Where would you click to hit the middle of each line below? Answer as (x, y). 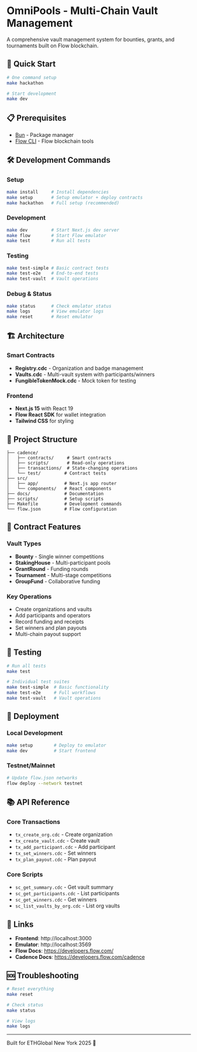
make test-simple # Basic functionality (58, 687)
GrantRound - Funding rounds (52, 569)
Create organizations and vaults (53, 609)
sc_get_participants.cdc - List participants (67, 893)
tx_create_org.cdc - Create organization (64, 834)
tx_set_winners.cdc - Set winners (56, 853)
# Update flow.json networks (42, 778)
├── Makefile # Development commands (64, 504)
